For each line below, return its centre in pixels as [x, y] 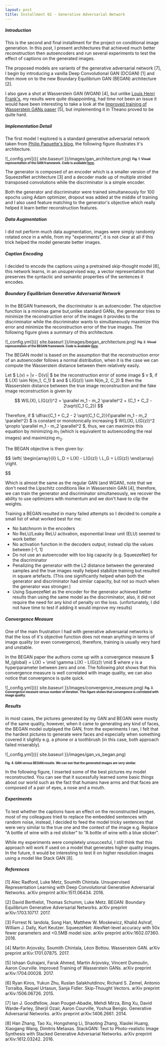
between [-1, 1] [28, 549]
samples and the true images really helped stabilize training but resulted [86, 570]
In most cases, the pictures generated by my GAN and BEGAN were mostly [82, 718]
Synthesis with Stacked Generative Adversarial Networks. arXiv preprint [79, 1034]
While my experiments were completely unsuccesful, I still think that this [79, 842]
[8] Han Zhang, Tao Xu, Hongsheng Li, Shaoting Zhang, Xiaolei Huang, [77, 1023]
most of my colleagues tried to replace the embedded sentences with [76, 817]
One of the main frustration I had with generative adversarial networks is [79, 631]
